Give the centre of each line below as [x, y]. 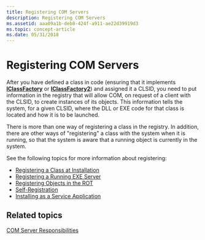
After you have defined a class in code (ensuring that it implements [91, 82]
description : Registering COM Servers [56, 18]
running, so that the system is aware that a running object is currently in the [102, 140]
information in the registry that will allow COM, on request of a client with [99, 95]
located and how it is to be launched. [53, 115]
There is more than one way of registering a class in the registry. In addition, [103, 127]
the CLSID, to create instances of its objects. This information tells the [95, 102]
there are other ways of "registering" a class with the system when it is [96, 133]
